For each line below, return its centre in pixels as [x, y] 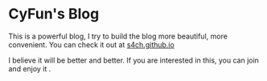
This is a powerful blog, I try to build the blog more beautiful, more [118, 36]
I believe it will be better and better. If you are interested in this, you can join [134, 60]
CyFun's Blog [54, 14]
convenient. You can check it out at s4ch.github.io [91, 44]
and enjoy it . [30, 68]
